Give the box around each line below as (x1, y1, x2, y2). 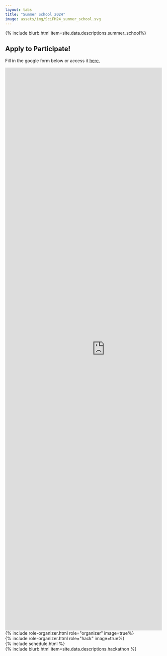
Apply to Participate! (5, 44, 71, 53)
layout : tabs (5, 7, 32, 12)
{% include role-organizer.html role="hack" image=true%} (5, 636, 125, 642)
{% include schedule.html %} (5, 641, 66, 647)
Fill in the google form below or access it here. (5, 58, 100, 64)
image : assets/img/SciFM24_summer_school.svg (5, 16, 101, 21)
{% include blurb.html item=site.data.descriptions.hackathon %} (5, 646, 137, 652)
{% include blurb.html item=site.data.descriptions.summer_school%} (5, 30, 147, 36)
